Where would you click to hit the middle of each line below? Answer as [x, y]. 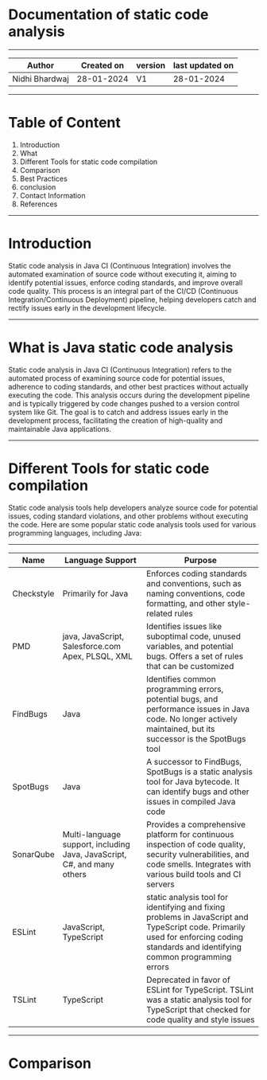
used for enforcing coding [195, 937]
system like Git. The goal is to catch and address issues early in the [118, 412]
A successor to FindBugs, [194, 761]
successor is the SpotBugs [196, 738]
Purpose [200, 560]
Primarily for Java [95, 593]
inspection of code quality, [196, 844]
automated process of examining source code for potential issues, [116, 378]
